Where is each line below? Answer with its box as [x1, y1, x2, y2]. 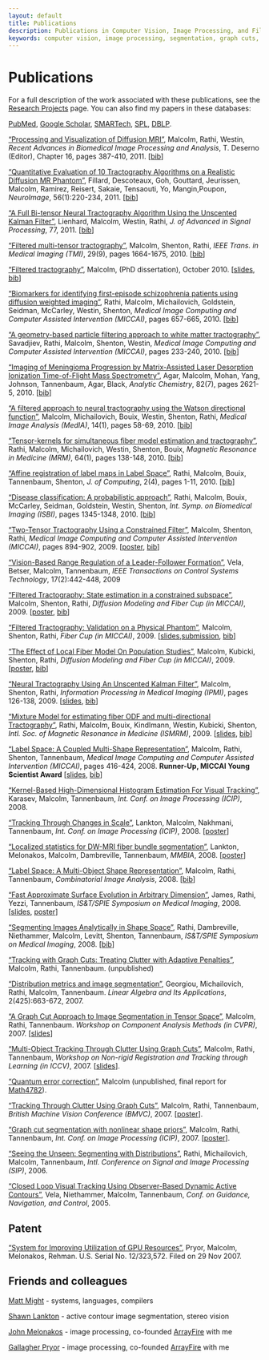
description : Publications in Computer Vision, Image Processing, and [8, 26, 249, 34]
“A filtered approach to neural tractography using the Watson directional [8, 404, 246, 413]
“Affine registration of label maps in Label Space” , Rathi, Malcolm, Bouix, [8, 469, 247, 478]
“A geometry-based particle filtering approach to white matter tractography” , [8, 330, 261, 340]
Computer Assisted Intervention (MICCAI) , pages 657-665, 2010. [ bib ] [8, 314, 239, 324]
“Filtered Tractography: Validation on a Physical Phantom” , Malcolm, [8, 622, 233, 633]
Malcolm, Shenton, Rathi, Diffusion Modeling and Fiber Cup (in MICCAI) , [8, 598, 246, 609]
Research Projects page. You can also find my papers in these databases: [8, 103, 251, 113]
